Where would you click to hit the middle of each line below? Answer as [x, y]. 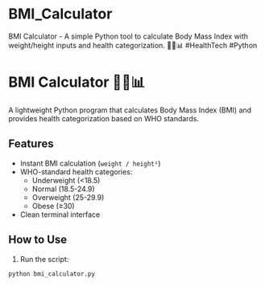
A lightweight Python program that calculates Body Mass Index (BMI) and [130, 110]
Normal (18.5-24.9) [63, 189]
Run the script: [44, 259]
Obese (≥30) [53, 206]
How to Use [38, 240]
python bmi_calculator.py [52, 274]
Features [31, 144]
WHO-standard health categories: [76, 172]
